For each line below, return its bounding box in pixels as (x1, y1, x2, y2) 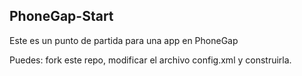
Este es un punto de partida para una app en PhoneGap (9, 34, 239, 46)
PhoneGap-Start (9, 8, 114, 25)
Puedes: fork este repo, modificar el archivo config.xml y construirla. (9, 54, 292, 66)
